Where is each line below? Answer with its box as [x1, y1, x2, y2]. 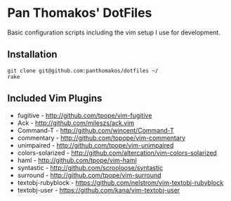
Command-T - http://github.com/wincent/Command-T [17, 126, 174, 134]
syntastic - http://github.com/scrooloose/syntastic [17, 163, 164, 171]
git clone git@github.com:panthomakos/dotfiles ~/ [7, 67, 159, 74]
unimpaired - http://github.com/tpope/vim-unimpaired [17, 141, 174, 149]
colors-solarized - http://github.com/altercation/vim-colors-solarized [17, 148, 218, 157]
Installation [7, 48, 58, 60]
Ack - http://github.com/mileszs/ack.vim [17, 118, 135, 127]
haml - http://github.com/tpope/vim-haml [17, 156, 137, 164]
